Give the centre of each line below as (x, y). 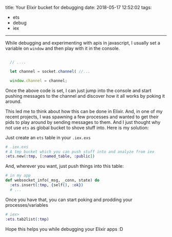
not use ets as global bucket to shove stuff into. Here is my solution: (77, 127)
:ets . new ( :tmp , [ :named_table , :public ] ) (50, 156)
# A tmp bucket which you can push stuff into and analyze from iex (80, 152)
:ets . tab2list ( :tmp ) (27, 219)
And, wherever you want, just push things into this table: (64, 166)
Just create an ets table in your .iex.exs (48, 137)
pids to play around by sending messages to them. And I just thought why (83, 122)
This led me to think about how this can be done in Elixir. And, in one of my (84, 111)
